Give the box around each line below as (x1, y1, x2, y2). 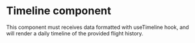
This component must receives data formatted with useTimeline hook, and (6, 24, 190, 31)
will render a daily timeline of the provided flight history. (6, 29, 144, 37)
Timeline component (6, 4, 112, 18)
